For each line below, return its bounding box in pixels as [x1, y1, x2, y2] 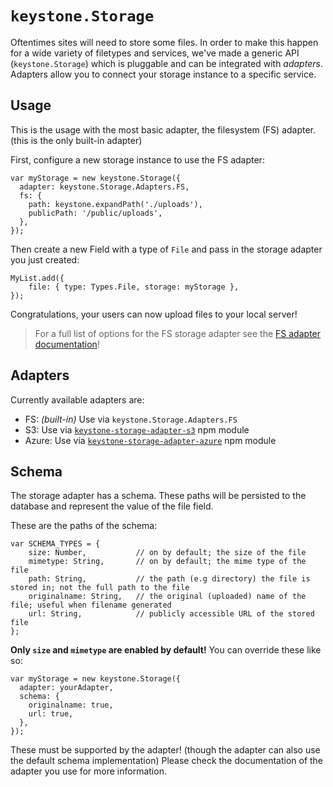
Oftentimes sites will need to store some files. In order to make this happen [10, 36, 319, 48]
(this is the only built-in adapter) [10, 134, 143, 146]
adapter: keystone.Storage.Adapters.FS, [19, 182, 190, 192]
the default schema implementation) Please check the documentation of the [10, 755, 324, 767]
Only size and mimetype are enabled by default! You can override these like [10, 644, 322, 656]
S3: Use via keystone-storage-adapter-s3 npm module [24, 423, 250, 436]
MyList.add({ [10, 273, 65, 283]
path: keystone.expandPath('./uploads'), [28, 199, 203, 209]
